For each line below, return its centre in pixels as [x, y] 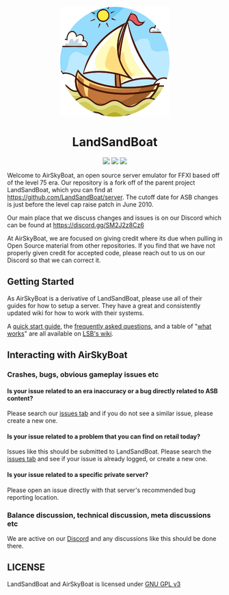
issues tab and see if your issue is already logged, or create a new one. [107, 459]
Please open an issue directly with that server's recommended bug [102, 490]
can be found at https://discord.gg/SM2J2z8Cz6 [76, 225]
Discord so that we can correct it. [54, 260]
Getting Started [41, 282]
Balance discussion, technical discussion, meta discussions [109, 515]
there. [15, 546]
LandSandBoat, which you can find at [60, 189]
